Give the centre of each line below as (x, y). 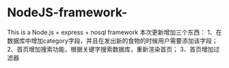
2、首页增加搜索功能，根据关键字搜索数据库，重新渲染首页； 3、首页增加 (110, 49)
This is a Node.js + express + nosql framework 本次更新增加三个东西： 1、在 (114, 32)
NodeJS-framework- (67, 13)
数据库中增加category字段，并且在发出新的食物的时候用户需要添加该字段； (112, 40)
